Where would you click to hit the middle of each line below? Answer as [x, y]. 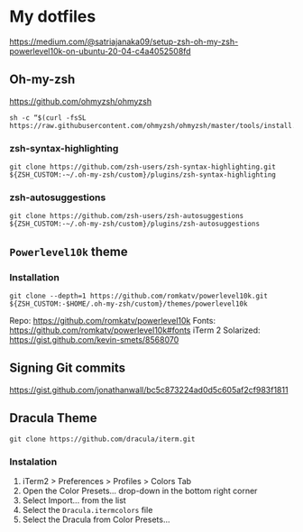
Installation [35, 277]
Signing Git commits [68, 368]
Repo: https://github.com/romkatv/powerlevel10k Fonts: [113, 321]
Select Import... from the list [74, 500]
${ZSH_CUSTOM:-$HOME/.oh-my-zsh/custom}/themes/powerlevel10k [129, 304]
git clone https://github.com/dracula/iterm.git [102, 439]
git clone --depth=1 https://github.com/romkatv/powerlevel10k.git [139, 296]
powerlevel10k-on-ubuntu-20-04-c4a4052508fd [100, 50]
